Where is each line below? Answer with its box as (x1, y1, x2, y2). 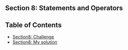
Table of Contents (5, 21, 62, 29)
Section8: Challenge (12, 34, 54, 40)
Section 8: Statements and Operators (5, 4, 123, 12)
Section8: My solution (12, 39, 57, 45)
